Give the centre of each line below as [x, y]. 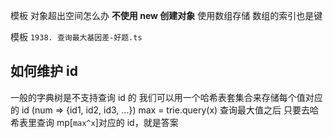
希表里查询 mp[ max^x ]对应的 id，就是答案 [94, 122]
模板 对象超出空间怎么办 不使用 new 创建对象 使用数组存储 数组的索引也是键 [166, 15]
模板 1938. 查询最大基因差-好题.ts [76, 37]
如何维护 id [44, 71]
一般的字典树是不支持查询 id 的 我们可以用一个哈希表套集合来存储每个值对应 [166, 97]
